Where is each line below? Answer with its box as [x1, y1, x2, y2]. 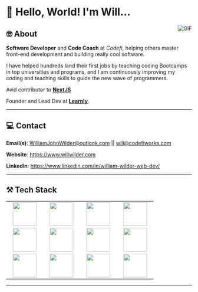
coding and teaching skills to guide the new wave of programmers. [6, 75, 169, 81]
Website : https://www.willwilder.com [6, 150, 96, 158]
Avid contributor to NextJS [6, 86, 71, 93]
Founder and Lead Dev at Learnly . [6, 97, 90, 104]
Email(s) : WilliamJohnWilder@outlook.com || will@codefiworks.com [6, 139, 171, 146]
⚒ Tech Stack [6, 185, 57, 195]
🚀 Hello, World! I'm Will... [6, 5, 131, 19]
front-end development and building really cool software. [6, 51, 145, 58]
